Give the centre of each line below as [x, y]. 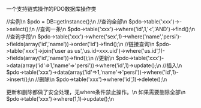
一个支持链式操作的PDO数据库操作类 [51, 9]
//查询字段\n [21, 37]
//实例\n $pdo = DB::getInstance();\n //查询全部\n [67, 22]
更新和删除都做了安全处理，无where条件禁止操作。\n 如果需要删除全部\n [96, 92]
